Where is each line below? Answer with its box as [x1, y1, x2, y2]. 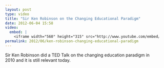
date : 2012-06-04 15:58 [5, 20, 54, 26]
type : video [5, 12, 29, 17]
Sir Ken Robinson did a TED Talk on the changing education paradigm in [5, 52, 150, 58]
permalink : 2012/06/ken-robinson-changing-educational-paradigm [5, 39, 139, 44]
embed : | [9, 30, 27, 34]
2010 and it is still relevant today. [5, 57, 71, 63]
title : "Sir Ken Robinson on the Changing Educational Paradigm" [5, 16, 141, 21]
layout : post [5, 7, 32, 12]
